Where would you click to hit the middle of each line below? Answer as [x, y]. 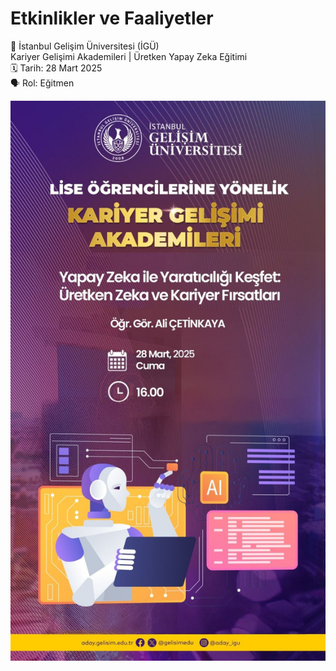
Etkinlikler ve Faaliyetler [112, 18]
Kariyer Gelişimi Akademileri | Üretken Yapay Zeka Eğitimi [129, 56]
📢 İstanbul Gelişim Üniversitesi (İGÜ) [85, 46]
